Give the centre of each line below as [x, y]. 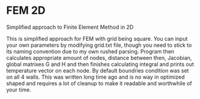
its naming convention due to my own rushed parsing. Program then [90, 51]
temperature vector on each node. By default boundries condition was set [98, 70]
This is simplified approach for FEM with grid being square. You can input [97, 38]
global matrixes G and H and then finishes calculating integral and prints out [100, 64]
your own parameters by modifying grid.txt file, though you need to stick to [99, 45]
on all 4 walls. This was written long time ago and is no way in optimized [95, 77]
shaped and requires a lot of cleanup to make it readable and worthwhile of [99, 83]
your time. [19, 89]
